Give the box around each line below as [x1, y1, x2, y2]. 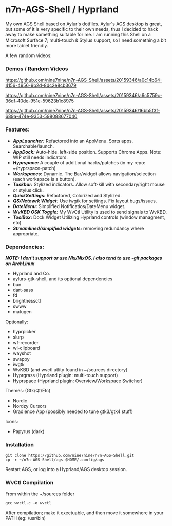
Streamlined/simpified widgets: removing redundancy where [12, 225, 144, 231]
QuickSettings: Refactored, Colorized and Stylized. [12, 192, 122, 198]
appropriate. [12, 230, 40, 237]
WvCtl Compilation [5, 479, 54, 486]
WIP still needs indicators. [12, 154, 68, 160]
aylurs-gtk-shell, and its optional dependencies [12, 276, 113, 282]
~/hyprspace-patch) [12, 165, 56, 171]
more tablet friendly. [5, 42, 48, 48]
